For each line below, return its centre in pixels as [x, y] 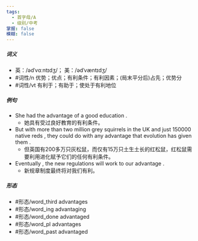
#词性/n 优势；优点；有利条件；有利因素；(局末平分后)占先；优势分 [98, 78]
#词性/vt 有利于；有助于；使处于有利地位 [66, 85]
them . [23, 142]
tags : [13, 12]
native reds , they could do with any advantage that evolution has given [103, 136]
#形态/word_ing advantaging [50, 209]
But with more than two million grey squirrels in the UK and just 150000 [103, 129]
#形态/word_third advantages [51, 202]
